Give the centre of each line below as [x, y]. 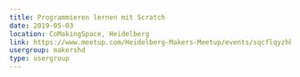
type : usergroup [39, 58]
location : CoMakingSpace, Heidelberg [79, 34]
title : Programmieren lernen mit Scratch [87, 17]
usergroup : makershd [48, 50]
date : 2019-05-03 [42, 26]
